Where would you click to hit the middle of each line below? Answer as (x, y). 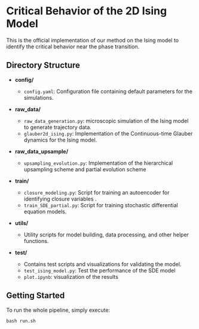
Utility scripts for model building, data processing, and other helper (106, 235)
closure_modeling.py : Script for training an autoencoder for (97, 192)
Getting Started (36, 296)
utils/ (22, 223)
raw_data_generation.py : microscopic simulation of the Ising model (106, 121)
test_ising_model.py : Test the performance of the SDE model (99, 270)
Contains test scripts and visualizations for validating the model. (102, 264)
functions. (36, 241)
